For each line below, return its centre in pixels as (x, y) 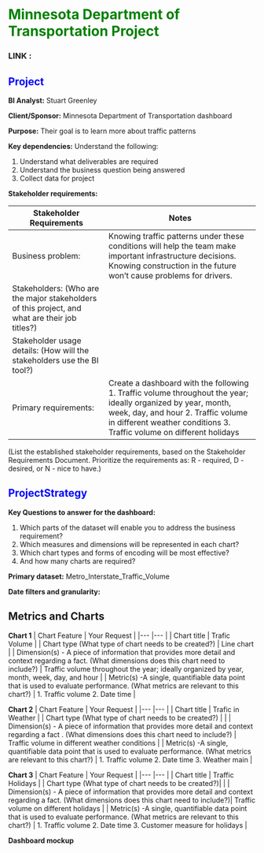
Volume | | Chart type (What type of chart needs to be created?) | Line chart (131, 643)
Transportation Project (84, 31)
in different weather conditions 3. (170, 422)
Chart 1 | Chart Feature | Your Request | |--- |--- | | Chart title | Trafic (119, 635)
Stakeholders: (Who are (56, 288)
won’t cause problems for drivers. (171, 275)
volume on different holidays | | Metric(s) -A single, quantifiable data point (128, 808)
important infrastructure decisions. (172, 255)
